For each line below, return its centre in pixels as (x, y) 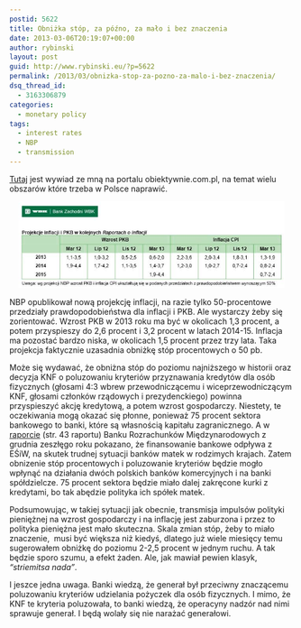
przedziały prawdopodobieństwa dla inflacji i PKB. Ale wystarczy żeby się (146, 311)
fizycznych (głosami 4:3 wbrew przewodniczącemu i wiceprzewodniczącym (151, 386)
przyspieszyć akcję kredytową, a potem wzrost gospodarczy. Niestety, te (146, 405)
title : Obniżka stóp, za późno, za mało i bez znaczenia (119, 28)
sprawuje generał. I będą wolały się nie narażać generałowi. (120, 613)
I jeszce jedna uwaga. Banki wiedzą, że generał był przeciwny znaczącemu (149, 584)
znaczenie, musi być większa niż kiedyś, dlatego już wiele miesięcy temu (146, 538)
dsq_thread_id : (38, 86)
